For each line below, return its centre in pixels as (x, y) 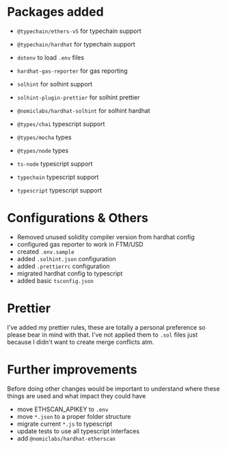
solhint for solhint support (55, 84)
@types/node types (43, 150)
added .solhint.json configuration (66, 258)
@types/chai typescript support (61, 123)
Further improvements (72, 369)
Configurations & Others (78, 218)
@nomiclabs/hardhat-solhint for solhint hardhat (83, 110)
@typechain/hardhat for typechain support (76, 44)
